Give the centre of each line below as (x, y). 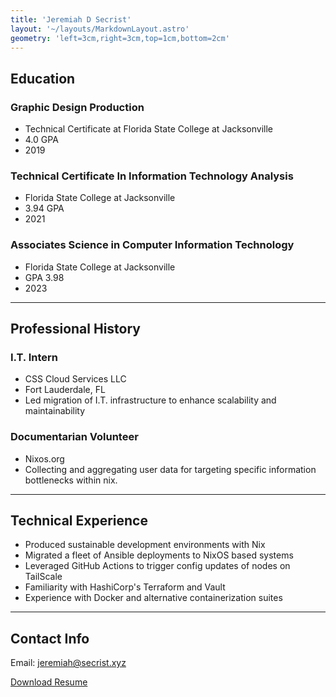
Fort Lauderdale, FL (65, 390)
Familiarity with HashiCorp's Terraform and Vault (125, 587)
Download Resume (49, 682)
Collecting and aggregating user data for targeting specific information (170, 469)
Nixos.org (44, 458)
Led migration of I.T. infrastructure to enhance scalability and (150, 400)
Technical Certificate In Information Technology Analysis (152, 176)
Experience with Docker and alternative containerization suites (153, 598)
